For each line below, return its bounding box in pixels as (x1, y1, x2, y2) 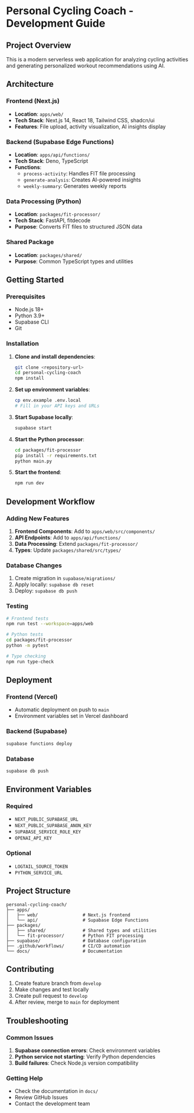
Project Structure (6, 886, 71, 896)
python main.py (14, 458, 52, 464)
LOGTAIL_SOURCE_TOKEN (14, 864, 68, 870)
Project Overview (6, 40, 71, 50)
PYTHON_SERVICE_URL (14, 870, 63, 876)
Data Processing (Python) (6, 197, 81, 205)
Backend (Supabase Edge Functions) (6, 138, 114, 146)
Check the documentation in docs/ (14, 1088, 98, 1095)
